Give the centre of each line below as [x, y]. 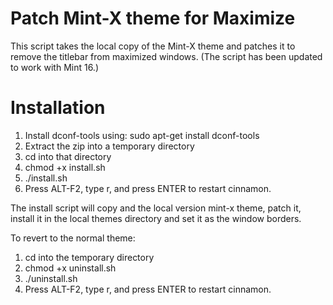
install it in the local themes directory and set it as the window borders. [156, 218]
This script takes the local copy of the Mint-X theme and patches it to [153, 46]
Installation [58, 108]
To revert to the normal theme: [73, 238]
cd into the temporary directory [89, 257]
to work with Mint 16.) [54, 67]
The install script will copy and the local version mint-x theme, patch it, [156, 208]
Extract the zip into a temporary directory [109, 146]
